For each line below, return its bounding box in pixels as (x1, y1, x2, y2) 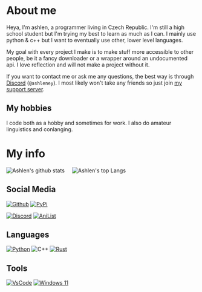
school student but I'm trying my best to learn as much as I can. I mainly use (6, 30, 197, 37)
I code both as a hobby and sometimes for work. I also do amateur (6, 119, 172, 126)
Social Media (6, 184, 56, 195)
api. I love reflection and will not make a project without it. (6, 61, 150, 68)
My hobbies (6, 103, 52, 114)
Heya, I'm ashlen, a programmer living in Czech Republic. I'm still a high (6, 24, 185, 31)
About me (6, 4, 57, 18)
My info (6, 146, 45, 160)
